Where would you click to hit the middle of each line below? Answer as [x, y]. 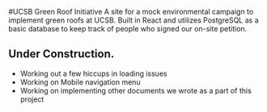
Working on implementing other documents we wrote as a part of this [136, 90]
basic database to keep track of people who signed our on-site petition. [128, 29]
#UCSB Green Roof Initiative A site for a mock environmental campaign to [131, 12]
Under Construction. [61, 54]
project [32, 99]
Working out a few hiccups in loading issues [93, 73]
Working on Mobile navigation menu [80, 82]
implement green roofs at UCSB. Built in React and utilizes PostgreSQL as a [133, 20]
